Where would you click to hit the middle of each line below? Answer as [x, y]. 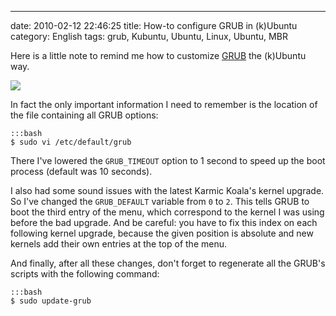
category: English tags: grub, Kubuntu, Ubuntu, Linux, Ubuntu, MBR [149, 36]
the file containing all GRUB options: [84, 115]
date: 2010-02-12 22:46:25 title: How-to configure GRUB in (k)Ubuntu [154, 25]
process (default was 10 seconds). [81, 171]
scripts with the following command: [85, 274]
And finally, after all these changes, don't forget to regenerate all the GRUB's [168, 263]
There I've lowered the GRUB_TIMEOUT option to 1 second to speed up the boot [168, 160]
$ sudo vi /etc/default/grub [71, 142]
